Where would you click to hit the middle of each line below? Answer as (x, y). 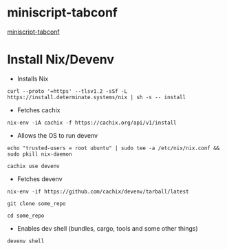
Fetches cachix (39, 110)
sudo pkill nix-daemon (40, 154)
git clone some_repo (37, 204)
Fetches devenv (40, 179)
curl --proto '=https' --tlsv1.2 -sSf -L (67, 91)
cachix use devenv (33, 166)
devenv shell (26, 241)
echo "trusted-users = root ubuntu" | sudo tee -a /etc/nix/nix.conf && (113, 148)
